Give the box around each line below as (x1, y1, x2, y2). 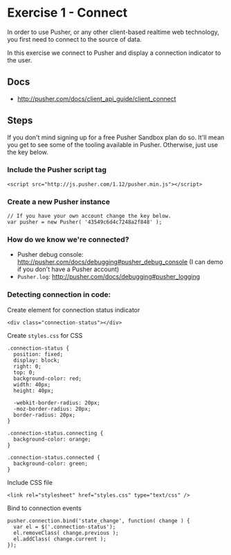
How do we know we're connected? (7, 234, 129, 244)
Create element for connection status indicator (7, 305, 140, 314)
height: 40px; (13, 387, 54, 394)
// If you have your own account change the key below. (7, 213, 172, 220)
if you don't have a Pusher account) (17, 265, 120, 273)
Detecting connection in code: (7, 290, 111, 300)
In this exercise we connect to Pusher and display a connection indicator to (7, 49, 221, 57)
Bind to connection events (7, 504, 82, 512)
